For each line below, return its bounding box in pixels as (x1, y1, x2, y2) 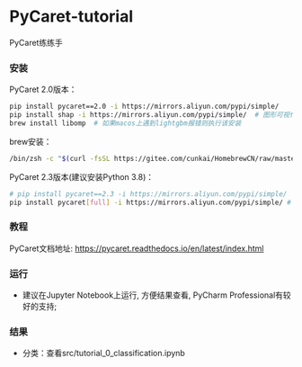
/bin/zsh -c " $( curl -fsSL (9, 154, 111, 163)
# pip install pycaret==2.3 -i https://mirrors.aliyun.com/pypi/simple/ (9, 189, 288, 199)
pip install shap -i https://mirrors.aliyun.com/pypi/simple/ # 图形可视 (9, 111, 290, 120)
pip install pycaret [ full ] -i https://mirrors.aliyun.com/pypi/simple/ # (9, 198, 292, 207)
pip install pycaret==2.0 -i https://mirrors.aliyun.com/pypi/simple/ (9, 102, 280, 112)
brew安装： (9, 136, 52, 147)
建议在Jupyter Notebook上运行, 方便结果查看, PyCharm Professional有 (22, 290, 284, 300)
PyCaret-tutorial (9, 6, 134, 27)
